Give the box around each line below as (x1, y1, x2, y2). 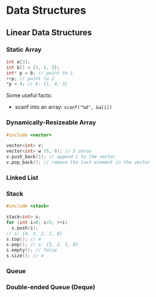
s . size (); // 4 (6, 253, 44, 259)
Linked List (6, 173, 39, 182)
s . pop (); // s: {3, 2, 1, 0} (6, 241, 79, 248)
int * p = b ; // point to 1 (6, 70, 73, 76)
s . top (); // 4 (6, 236, 42, 242)
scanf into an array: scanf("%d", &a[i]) (14, 103, 113, 111)
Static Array (6, 45, 42, 54)
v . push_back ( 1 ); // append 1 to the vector (6, 154, 116, 160)
